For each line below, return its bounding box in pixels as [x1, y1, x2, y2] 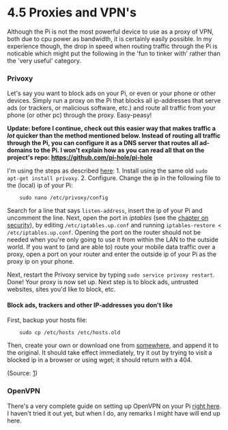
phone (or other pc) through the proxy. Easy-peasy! [7, 111, 152, 119]
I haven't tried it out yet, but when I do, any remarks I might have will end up [7, 409, 220, 417]
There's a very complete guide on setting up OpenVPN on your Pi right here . [7, 402, 222, 410]
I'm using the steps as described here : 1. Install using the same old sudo [7, 166, 208, 175]
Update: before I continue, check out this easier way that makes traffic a [7, 125, 216, 133]
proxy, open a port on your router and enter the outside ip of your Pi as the [7, 250, 217, 258]
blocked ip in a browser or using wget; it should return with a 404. [7, 356, 193, 364]
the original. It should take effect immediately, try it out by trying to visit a [7, 349, 213, 357]
